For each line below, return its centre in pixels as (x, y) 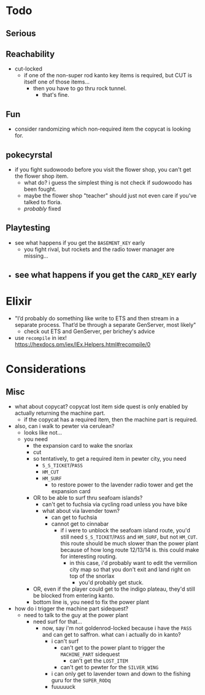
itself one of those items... (57, 82)
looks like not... (43, 432)
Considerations (46, 369)
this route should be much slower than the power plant (130, 543)
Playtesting (28, 228)
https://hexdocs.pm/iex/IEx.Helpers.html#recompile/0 (83, 345)
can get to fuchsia (74, 517)
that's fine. (56, 95)
